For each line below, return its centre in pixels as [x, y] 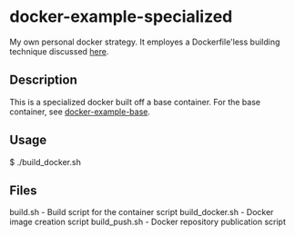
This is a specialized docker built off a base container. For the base [135, 102]
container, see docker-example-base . [80, 112]
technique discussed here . [59, 51]
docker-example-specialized [121, 17]
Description [43, 80]
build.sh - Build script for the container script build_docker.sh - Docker [142, 212]
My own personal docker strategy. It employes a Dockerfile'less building [145, 42]
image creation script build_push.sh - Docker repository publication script [148, 222]
